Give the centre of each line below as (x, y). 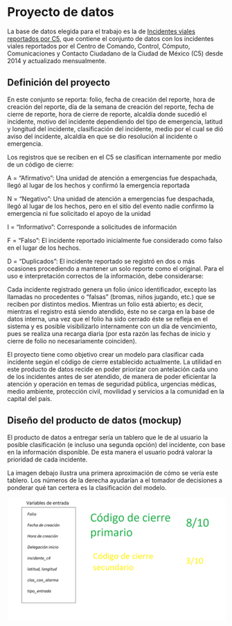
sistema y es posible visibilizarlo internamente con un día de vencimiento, (112, 326)
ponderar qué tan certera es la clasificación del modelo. (87, 487)
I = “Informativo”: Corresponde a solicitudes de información (92, 227)
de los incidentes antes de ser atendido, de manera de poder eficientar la (112, 376)
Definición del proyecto (59, 83)
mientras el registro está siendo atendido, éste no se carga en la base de (111, 311)
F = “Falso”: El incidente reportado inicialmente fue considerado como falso (115, 240)
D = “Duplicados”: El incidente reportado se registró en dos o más (101, 261)
